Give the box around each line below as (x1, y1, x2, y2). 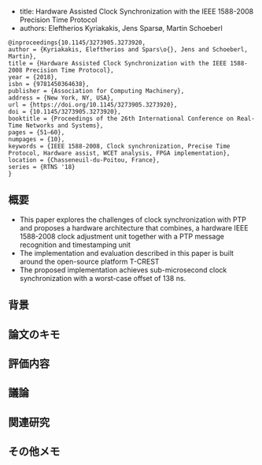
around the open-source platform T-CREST (19, 257, 160, 266)
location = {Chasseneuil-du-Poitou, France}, (8, 156, 160, 164)
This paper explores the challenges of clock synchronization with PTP (19, 215, 246, 224)
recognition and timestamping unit (19, 240, 131, 249)
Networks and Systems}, (25, 122, 104, 129)
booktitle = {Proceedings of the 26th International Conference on (8, 114, 234, 122)
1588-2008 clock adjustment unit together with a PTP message (19, 231, 224, 241)
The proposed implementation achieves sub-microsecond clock (19, 264, 227, 275)
